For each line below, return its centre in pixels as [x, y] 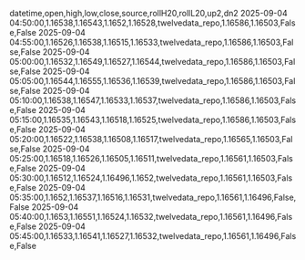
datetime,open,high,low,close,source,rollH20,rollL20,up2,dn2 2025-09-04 [149, 13]
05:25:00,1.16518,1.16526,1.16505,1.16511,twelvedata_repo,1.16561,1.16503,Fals [151, 158]
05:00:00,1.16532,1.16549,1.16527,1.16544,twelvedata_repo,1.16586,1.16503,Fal [152, 62]
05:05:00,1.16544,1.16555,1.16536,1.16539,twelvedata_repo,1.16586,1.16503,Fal [152, 81]
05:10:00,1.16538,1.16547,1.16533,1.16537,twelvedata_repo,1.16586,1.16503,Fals [153, 100]
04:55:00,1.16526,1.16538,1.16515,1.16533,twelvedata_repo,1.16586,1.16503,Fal [152, 42]
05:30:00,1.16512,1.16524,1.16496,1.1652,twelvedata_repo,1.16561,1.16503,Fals [151, 178]
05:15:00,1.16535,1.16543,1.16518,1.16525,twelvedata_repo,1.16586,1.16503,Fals [153, 120]
